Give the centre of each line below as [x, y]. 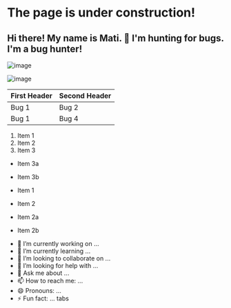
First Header [32, 96]
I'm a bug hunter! [45, 49]
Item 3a [28, 164]
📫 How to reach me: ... [50, 281]
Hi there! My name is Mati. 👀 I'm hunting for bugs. [115, 38]
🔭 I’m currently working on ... [58, 244]
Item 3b [28, 177]
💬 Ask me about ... [43, 273]
